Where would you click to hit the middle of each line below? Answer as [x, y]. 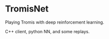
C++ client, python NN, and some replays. [47, 31]
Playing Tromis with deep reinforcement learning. [54, 22]
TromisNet [27, 9]
